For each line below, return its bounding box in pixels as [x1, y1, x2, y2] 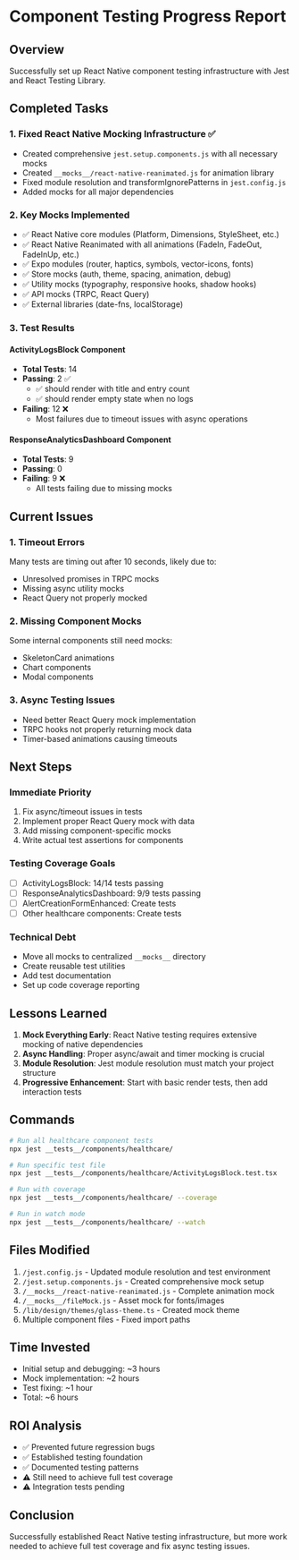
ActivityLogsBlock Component [9, 344, 126, 354]
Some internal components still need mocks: [9, 635, 173, 646]
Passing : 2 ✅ [21, 373, 71, 384]
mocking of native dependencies [21, 1038, 144, 1049]
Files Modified [9, 1242, 91, 1258]
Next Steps [9, 759, 72, 774]
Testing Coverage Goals [9, 857, 116, 870]
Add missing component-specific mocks [21, 825, 171, 836]
